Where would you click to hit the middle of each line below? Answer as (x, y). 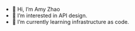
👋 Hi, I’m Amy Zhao (36, 9)
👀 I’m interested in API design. (50, 15)
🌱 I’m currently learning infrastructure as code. (71, 22)
